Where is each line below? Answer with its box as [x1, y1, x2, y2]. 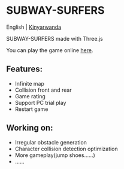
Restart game [14, 105, 49, 113]
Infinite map [14, 80, 45, 87]
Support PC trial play [14, 99, 66, 106]
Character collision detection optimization [14, 145, 118, 152]
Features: [6, 64, 43, 74]
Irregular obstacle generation [14, 138, 87, 146]
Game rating [14, 92, 46, 99]
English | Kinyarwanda [6, 23, 62, 31]
